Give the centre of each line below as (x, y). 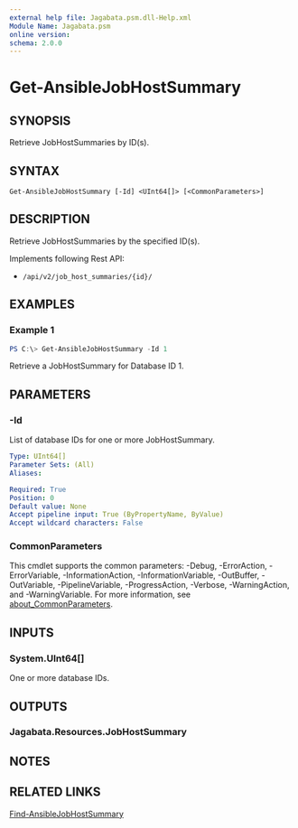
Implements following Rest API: (67, 258)
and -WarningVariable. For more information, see (100, 595)
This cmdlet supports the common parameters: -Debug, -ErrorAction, (139, 566)
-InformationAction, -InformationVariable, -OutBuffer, (161, 575)
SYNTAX (35, 171)
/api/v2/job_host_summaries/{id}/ (87, 276)
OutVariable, (33, 585)
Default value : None (48, 507)
